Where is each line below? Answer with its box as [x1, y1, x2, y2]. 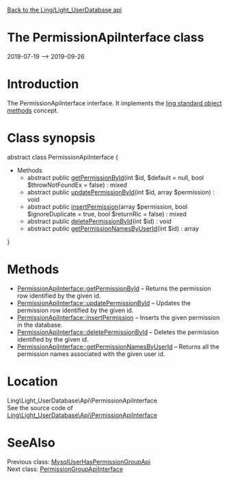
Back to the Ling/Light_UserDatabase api [7, 6, 122, 14]
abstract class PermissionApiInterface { [7, 153, 118, 161]
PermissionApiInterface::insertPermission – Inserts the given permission [16, 313, 220, 321]
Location [7, 373, 58, 389]
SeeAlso [7, 435, 56, 451]
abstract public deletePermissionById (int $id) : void [27, 217, 172, 225]
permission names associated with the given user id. [16, 349, 165, 358]
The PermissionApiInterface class [7, 30, 204, 45]
